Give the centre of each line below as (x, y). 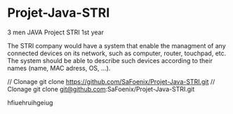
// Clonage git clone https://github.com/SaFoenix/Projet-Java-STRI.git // (111, 81)
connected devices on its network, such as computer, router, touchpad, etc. (117, 53)
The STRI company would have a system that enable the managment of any (116, 45)
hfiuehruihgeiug (30, 102)
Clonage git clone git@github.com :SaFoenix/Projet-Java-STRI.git (101, 89)
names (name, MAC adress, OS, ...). (59, 68)
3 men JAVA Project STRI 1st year (55, 32)
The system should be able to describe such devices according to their (110, 60)
